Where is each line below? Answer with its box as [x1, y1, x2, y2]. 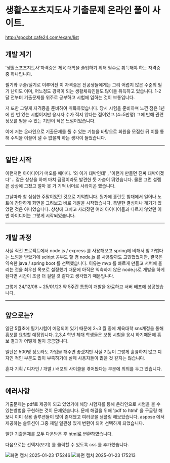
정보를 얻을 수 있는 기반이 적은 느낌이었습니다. [5, 117, 96, 124]
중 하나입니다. [5, 71, 33, 77]
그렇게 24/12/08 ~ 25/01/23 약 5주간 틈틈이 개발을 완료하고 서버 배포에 [5, 284, 147, 290]
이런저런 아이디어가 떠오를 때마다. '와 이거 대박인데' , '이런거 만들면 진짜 [5, 170, 147, 176]
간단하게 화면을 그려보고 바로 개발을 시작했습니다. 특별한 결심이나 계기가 [14, 200, 157, 206]
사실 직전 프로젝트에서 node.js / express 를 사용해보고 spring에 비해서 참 [5, 248, 150, 254]
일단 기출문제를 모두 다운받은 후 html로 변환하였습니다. [5, 431, 113, 437]
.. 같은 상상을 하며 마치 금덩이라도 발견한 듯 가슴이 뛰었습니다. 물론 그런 [12, 176, 152, 182]
